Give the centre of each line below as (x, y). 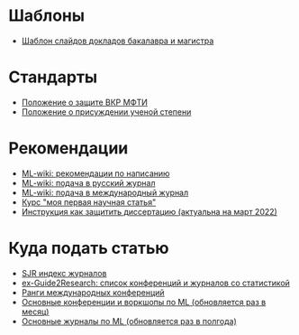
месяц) (35, 312)
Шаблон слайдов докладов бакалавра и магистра (118, 41)
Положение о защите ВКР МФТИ (84, 102)
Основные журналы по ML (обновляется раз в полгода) (129, 321)
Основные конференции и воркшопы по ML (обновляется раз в (144, 302)
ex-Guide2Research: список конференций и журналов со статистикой (155, 283)
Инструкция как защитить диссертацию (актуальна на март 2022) (149, 211)
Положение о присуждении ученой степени (106, 112)
